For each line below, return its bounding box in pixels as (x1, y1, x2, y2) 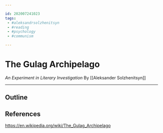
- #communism (7, 34, 34, 39)
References (5, 110, 41, 118)
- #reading (7, 25, 29, 30)
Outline (5, 93, 28, 102)
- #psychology (7, 30, 36, 34)
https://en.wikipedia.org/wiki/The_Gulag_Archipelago (5, 123, 111, 129)
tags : (5, 15, 16, 21)
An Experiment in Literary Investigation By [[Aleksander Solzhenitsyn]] (5, 74, 146, 80)
